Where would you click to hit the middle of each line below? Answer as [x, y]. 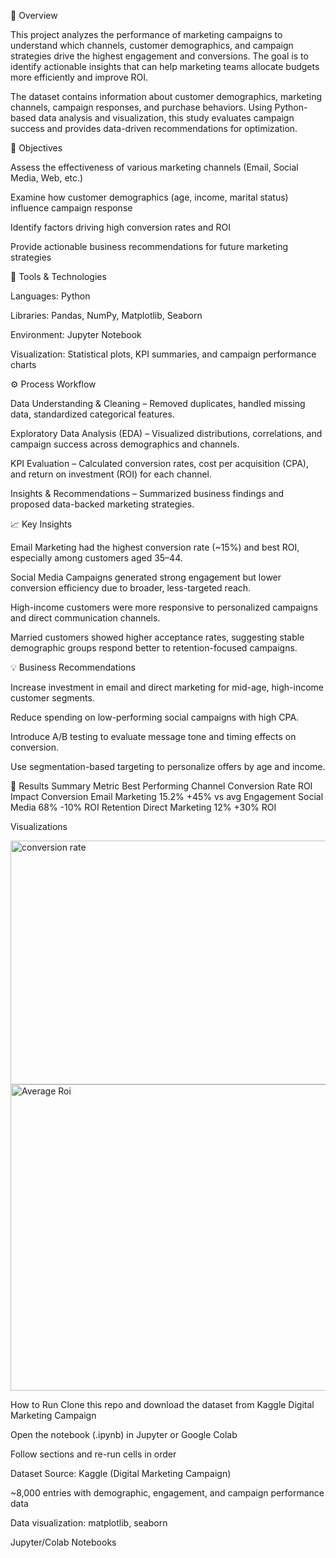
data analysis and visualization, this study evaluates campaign [166, 118]
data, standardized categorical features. [92, 414]
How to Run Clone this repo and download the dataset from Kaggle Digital [162, 1404]
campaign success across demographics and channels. [125, 444]
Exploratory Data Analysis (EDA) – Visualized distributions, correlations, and [166, 433]
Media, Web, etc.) [47, 178]
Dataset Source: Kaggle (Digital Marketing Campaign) [121, 1473]
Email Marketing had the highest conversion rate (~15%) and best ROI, [155, 547]
